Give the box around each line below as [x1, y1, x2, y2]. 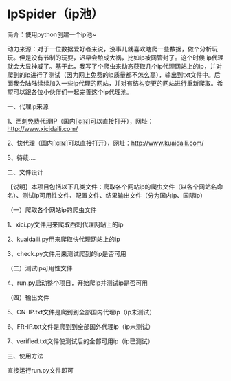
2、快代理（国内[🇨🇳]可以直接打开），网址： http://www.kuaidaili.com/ [7, 139, 204, 147]
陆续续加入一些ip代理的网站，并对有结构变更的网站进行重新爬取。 [30, 79, 217, 87]
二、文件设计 [7, 168, 43, 176]
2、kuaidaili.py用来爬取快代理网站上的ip [7, 235, 120, 243]
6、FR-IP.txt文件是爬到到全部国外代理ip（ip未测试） [7, 322, 155, 330]
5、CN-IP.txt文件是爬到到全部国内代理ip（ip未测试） [7, 308, 156, 316]
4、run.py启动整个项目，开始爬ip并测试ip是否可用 [7, 279, 148, 287]
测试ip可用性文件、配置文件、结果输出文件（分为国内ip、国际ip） [21, 191, 206, 199]
